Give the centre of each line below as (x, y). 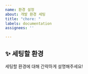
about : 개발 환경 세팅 (25, 14)
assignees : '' (20, 28)
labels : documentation (28, 23)
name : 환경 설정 (20, 10)
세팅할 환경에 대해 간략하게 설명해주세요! (44, 66)
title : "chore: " (23, 19)
